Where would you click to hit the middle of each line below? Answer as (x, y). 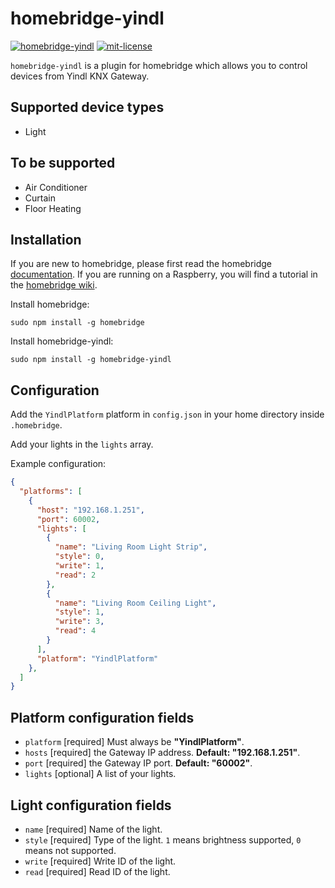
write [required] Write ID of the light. (100, 861)
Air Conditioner (56, 187)
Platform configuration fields (102, 717)
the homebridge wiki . (54, 285)
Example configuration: (58, 464)
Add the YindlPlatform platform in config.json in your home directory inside (167, 414)
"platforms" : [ (51, 492)
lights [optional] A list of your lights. (100, 774)
